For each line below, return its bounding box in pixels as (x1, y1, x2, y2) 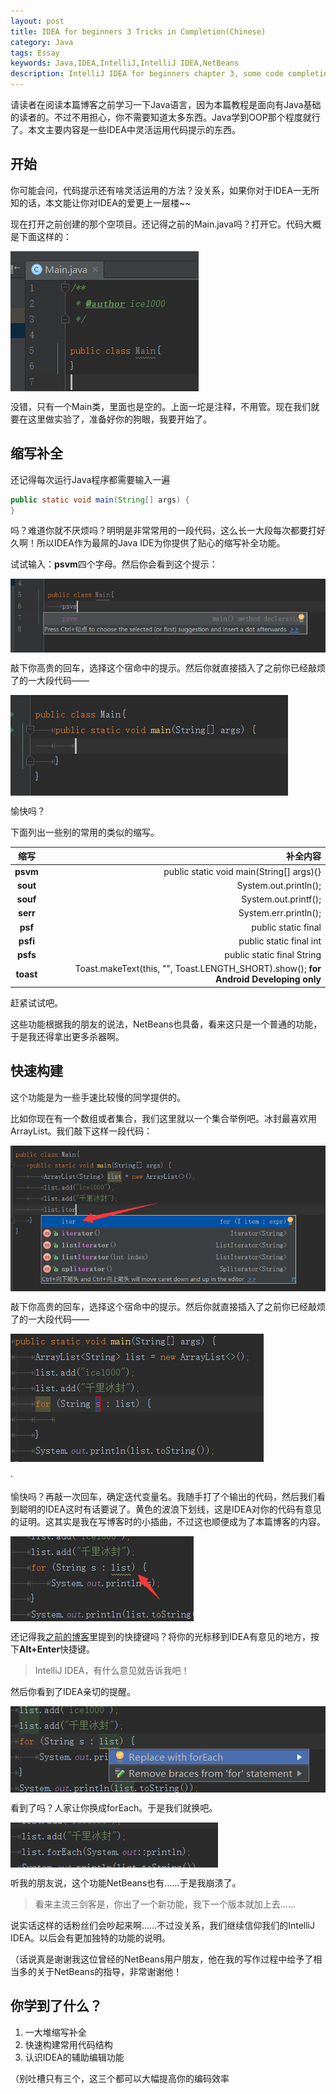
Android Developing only (215, 973, 322, 985)
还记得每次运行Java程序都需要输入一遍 (10, 473, 171, 485)
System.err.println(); (238, 907, 322, 919)
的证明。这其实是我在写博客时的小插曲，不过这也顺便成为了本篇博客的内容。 (10, 1515, 326, 1527)
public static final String (224, 949, 322, 961)
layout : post (10, 16, 65, 26)
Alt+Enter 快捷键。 (19, 1643, 96, 1655)
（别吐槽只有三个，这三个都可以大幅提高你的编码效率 (10, 2072, 230, 2084)
